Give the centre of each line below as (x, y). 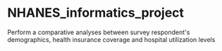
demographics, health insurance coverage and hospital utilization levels (111, 39)
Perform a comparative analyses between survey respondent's (99, 32)
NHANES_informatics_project (96, 13)
